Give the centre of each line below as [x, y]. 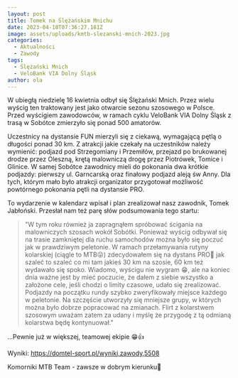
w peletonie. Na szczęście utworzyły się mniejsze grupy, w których [123, 300]
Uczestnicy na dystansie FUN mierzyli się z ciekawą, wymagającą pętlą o [115, 136]
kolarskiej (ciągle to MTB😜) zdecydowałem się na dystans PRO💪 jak [125, 255]
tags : [15, 60]
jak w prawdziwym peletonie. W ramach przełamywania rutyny [117, 247]
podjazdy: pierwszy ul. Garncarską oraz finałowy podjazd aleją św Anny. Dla [119, 174]
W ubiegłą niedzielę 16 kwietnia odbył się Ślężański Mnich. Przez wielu [111, 100]
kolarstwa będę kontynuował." [69, 323]
